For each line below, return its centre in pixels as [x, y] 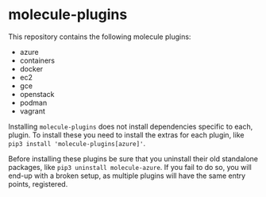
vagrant [33, 111]
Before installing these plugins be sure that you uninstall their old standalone [133, 158]
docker [31, 68]
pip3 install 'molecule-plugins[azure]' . [77, 143]
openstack [37, 94]
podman [33, 102]
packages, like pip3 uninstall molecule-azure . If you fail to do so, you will [130, 167]
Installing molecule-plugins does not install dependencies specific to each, [131, 126]
